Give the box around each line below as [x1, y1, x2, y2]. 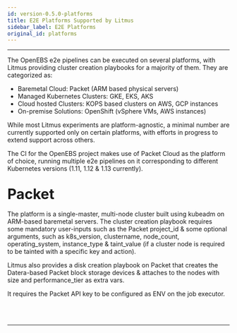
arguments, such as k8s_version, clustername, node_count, [7, 232, 180, 241]
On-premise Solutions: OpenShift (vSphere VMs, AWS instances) [17, 107, 207, 116]
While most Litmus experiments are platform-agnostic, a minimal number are [7, 121, 231, 129]
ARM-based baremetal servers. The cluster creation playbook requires [7, 217, 213, 226]
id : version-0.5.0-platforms [7, 10, 93, 18]
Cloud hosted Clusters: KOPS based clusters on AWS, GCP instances [17, 99, 219, 108]
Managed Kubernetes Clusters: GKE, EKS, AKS [17, 92, 154, 101]
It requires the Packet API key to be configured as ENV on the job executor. [7, 290, 226, 298]
